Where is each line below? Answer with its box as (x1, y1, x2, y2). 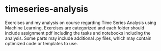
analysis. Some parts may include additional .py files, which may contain (5, 35, 152, 41)
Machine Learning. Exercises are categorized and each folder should (5, 25, 145, 30)
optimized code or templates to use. (5, 40, 78, 46)
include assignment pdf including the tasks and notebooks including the (5, 30, 151, 36)
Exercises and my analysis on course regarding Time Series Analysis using (5, 20, 156, 25)
